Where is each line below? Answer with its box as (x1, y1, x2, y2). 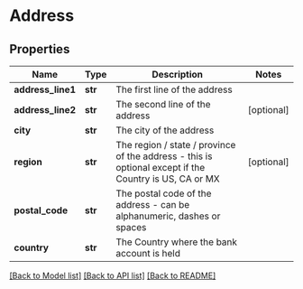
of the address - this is (115, 150, 213, 163)
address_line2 (14, 104, 77, 116)
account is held (115, 247, 181, 259)
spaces (115, 221, 147, 233)
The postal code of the (115, 187, 212, 200)
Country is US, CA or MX (115, 172, 221, 185)
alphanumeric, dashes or (115, 210, 221, 222)
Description (151, 69, 204, 80)
